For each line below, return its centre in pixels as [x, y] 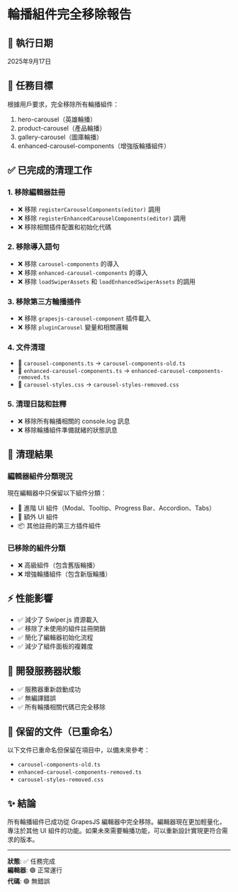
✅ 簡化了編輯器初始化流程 [55, 637]
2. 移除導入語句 [34, 247]
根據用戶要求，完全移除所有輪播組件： [63, 104]
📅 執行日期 [30, 43]
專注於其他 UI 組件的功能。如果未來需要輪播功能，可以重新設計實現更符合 [115, 830]
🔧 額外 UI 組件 [38, 517]
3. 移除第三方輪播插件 [44, 301]
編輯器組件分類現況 [40, 476]
